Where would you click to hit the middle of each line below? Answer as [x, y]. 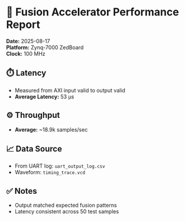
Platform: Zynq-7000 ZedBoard [45, 47]
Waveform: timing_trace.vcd [50, 172]
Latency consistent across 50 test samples [67, 212]
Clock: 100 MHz [26, 53]
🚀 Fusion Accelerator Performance [92, 12]
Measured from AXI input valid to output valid [70, 90]
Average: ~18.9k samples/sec [51, 129]
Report [23, 25]
